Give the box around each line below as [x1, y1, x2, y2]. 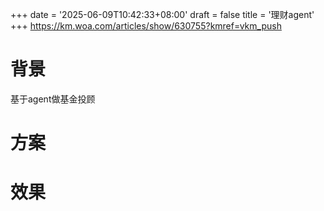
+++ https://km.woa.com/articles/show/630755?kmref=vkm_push [10, 20, 282, 32]
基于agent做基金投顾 [10, 93, 96, 105]
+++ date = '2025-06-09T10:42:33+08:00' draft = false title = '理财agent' [10, 9, 315, 20]
